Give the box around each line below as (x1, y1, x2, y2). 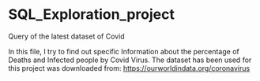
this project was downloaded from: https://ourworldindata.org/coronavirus (8, 63, 251, 72)
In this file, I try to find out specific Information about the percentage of (8, 46, 239, 56)
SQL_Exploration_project (8, 6, 175, 24)
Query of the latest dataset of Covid (8, 31, 125, 41)
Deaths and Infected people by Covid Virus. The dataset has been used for (8, 55, 252, 64)
